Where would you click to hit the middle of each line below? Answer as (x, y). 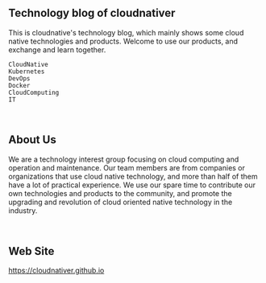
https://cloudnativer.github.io (56, 271)
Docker (19, 85)
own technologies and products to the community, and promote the (120, 193)
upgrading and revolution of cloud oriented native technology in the (121, 202)
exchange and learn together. (57, 49)
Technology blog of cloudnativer (92, 13)
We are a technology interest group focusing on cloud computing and (124, 159)
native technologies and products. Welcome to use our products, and (123, 41)
